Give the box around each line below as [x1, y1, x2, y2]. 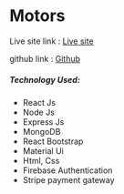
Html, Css [22, 155, 60, 166]
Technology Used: [9, 74, 80, 85]
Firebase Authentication [22, 165, 113, 176]
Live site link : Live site [9, 36, 94, 46]
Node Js [22, 107, 55, 117]
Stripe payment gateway [22, 174, 116, 185]
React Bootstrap [22, 136, 84, 147]
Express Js [22, 116, 65, 128]
